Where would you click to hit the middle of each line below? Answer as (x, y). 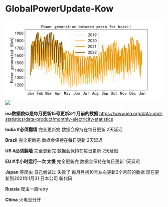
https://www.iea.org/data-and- (131, 113)
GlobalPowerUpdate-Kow (59, 9)
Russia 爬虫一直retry (27, 189)
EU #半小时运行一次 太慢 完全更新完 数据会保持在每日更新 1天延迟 (73, 161)
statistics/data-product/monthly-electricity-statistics (59, 119)
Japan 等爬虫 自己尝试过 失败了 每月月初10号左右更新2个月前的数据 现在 (80, 172)
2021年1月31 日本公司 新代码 (43, 178)
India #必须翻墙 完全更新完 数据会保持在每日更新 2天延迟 (64, 129)
